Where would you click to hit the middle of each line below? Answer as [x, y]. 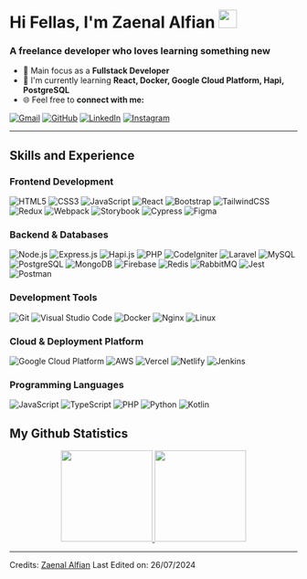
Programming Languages [67, 384]
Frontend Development [62, 181]
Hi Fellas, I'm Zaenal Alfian [112, 22]
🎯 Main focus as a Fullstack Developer [96, 71]
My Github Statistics [69, 433]
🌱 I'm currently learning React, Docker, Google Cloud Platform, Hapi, [153, 80]
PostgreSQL [46, 90]
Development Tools [53, 298]
